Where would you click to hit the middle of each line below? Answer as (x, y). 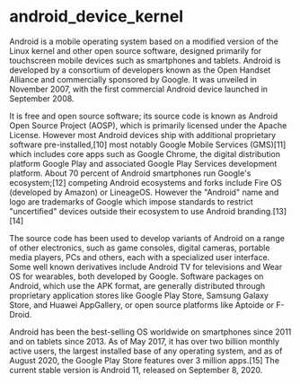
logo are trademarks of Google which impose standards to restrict (131, 201)
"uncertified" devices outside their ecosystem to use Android (123, 211)
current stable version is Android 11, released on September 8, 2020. (136, 370)
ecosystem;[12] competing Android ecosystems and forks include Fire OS (146, 182)
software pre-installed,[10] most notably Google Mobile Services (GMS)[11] (148, 144)
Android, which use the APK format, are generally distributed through (137, 285)
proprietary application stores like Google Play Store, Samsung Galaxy (139, 295)
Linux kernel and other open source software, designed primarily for (136, 50)
